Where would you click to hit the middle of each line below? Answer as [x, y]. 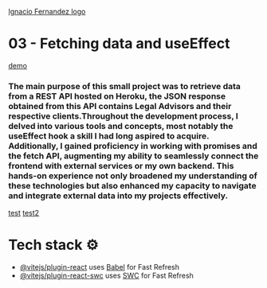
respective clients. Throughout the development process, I [124, 116]
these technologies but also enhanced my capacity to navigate [132, 185]
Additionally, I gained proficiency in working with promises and [133, 146]
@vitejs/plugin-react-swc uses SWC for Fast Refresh [106, 276]
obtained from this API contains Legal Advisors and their [120, 106]
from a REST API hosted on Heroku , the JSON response [117, 96]
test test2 [24, 213]
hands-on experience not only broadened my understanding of [133, 176]
